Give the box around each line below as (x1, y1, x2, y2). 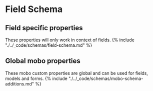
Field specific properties (5, 24, 83, 32)
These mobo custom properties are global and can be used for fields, (5, 70, 148, 76)
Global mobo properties (5, 57, 81, 65)
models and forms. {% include (5, 75, 67, 81)
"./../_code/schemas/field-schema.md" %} (5, 42, 92, 48)
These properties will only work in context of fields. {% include (5, 37, 135, 43)
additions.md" (5, 80, 34, 86)
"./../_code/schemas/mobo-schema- (68, 75, 143, 81)
